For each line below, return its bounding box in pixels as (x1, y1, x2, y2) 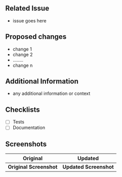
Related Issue (5, 4, 50, 13)
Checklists (5, 105, 40, 114)
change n (12, 62, 33, 68)
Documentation (12, 124, 45, 131)
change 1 (12, 46, 32, 52)
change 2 (12, 51, 33, 58)
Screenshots (5, 140, 47, 148)
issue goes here (12, 17, 47, 23)
